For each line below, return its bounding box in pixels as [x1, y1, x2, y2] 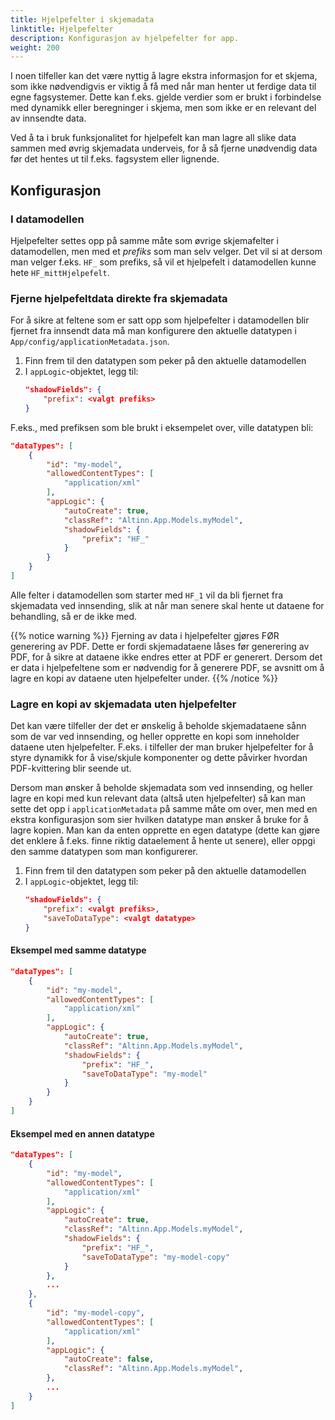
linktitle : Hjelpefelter [10, 24, 114, 34]
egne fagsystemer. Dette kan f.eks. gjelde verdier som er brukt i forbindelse [10, 91, 322, 103]
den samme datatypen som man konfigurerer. [10, 846, 199, 858]
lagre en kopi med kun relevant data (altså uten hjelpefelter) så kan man [10, 792, 306, 805]
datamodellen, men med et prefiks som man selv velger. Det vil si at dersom [10, 245, 323, 257]
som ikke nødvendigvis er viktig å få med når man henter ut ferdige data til [10, 81, 317, 93]
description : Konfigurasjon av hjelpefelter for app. [10, 33, 240, 43]
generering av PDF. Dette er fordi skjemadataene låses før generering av [10, 640, 310, 652]
